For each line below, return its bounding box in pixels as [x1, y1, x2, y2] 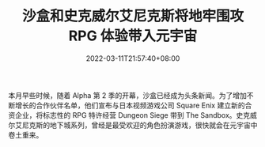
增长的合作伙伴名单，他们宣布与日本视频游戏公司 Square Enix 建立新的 [14, 100, 245, 110]
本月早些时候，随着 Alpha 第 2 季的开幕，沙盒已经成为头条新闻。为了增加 [8, 90, 248, 100]
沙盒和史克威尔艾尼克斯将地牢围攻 [21, 7, 244, 25]
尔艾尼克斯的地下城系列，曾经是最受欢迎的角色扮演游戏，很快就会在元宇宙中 [8, 120, 258, 130]
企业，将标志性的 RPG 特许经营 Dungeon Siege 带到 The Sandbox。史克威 [14, 110, 257, 119]
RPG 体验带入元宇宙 [68, 27, 198, 45]
